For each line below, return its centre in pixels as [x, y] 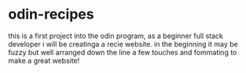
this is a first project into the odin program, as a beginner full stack [116, 36]
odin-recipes [51, 14]
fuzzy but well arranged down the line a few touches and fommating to [123, 52]
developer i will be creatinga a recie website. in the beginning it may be [123, 43]
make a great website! [44, 61]
